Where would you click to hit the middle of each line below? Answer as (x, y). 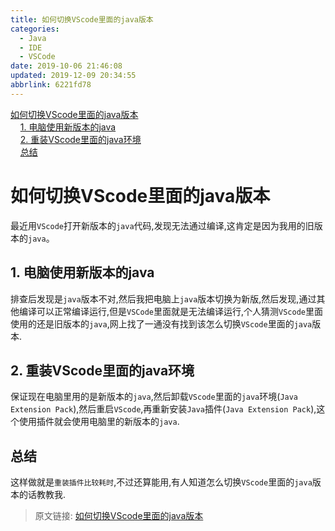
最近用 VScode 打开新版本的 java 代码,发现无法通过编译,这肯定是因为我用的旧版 (166, 225)
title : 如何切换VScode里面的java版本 (82, 19)
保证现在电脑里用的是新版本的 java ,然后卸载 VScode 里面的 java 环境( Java (154, 397)
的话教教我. (42, 495)
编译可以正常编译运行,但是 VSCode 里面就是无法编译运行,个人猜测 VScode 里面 (170, 311)
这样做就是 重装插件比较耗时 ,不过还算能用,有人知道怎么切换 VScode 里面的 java (161, 482)
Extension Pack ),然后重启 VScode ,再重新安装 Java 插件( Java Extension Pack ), (163, 409)
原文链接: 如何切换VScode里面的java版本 (119, 516)
